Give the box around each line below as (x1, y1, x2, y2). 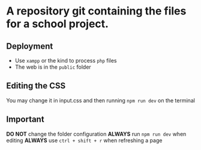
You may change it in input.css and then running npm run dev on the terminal (6, 96, 195, 104)
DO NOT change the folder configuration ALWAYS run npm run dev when (6, 130, 187, 137)
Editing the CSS (6, 81, 66, 91)
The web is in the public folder (14, 63, 91, 70)
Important (6, 114, 44, 125)
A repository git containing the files (6, 4, 187, 18)
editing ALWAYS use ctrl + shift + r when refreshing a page (6, 137, 163, 144)
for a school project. (6, 17, 109, 31)
